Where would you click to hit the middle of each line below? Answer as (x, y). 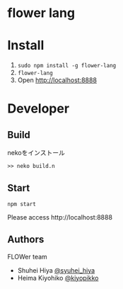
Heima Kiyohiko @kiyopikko (58, 278)
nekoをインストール (36, 153)
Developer (38, 109)
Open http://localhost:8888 (57, 80)
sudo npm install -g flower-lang (67, 66)
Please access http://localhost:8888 (60, 217)
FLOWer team (27, 256)
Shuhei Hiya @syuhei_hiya (56, 270)
